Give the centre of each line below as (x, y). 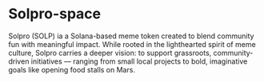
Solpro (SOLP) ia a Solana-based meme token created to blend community (131, 36)
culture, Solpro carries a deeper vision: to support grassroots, (110, 53)
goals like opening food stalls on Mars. (72, 69)
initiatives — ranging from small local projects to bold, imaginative (139, 61)
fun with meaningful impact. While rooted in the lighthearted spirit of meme (132, 44)
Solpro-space (55, 14)
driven (19, 61)
